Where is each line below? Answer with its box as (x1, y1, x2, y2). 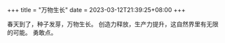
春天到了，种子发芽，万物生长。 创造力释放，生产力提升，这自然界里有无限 (7, 20, 219, 28)
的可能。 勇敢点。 (7, 29, 57, 36)
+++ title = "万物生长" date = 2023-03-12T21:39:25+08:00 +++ (7, 6, 186, 13)
